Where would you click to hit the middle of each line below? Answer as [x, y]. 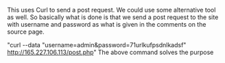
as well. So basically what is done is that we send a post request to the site [113, 17]
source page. [26, 32]
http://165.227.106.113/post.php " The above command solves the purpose [110, 52]
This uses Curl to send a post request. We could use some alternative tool [111, 10]
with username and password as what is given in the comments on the [107, 24]
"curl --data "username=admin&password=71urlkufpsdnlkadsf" [97, 45]
